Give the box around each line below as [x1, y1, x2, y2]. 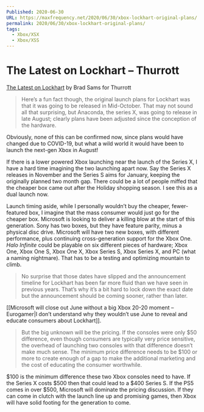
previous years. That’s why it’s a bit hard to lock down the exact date [21, 285, 194, 293]
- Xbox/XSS [12, 37, 40, 43]
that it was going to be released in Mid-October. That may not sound [21, 102, 193, 109]
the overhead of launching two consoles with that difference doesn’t [21, 341, 193, 349]
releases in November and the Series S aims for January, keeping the [6, 171, 180, 178]
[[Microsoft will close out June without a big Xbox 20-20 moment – [6, 303, 174, 311]
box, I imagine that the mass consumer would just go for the [29, 209, 180, 216]
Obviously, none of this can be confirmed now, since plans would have [6, 133, 184, 140]
